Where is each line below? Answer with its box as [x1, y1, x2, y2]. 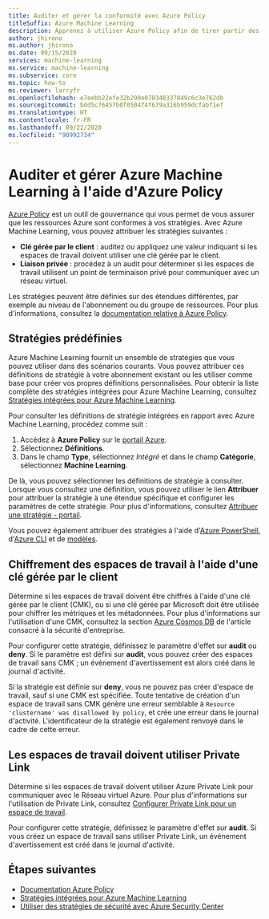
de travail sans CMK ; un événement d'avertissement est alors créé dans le [8, 658, 255, 668]
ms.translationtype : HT [8, 109, 88, 117]
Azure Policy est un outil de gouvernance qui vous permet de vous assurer [8, 209, 255, 219]
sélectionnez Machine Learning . [19, 460, 128, 470]
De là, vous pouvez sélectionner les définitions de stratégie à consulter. [8, 476, 244, 486]
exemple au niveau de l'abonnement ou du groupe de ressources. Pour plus [8, 300, 259, 310]
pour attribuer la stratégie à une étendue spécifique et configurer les [8, 493, 235, 503]
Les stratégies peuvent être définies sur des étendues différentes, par [8, 291, 239, 301]
